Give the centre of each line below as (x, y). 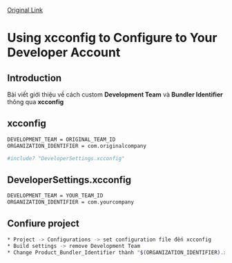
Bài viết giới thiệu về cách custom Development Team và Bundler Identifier (115, 95)
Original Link (25, 10)
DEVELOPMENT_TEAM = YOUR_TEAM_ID (55, 196)
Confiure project (43, 224)
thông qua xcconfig (36, 102)
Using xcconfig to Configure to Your (112, 38)
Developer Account (64, 53)
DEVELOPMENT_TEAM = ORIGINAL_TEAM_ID (61, 139)
